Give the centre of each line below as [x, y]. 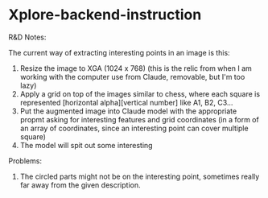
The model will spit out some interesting [86, 145]
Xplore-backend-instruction [105, 15]
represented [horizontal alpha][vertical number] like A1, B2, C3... [126, 102]
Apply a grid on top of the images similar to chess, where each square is [140, 93]
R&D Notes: [27, 37]
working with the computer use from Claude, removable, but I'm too [132, 76]
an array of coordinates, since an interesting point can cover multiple [134, 128]
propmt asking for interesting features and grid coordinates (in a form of [139, 119]
